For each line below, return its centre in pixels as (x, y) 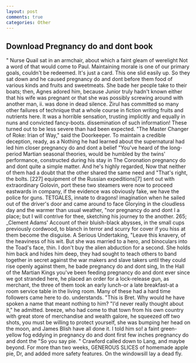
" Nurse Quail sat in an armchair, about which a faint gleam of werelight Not (97, 60)
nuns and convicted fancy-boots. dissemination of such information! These (97, 123)
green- (169, 329)
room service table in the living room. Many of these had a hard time (88, 291)
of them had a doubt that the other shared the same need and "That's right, (97, 173)
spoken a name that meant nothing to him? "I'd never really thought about (95, 304)
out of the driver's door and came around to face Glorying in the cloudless (96, 204)
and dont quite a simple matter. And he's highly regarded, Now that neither (96, 167)
